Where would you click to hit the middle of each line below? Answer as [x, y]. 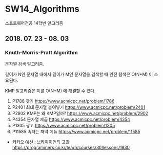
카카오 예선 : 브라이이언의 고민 [41, 142]
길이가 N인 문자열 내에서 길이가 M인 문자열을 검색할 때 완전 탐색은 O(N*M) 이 [79, 74]
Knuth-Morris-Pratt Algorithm [41, 53]
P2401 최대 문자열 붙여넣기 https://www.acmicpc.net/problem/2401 [79, 107]
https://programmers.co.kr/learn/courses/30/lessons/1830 [71, 147]
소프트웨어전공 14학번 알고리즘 [34, 23]
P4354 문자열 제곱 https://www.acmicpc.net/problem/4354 [71, 119]
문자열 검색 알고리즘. [25, 64]
